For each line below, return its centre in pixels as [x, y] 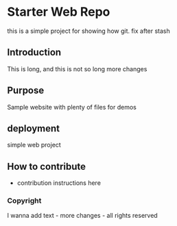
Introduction [34, 52]
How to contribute [47, 166]
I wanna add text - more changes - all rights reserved [82, 216]
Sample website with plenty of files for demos [72, 107]
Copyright [24, 201]
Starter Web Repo [59, 12]
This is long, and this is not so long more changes [77, 68]
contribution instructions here [59, 183]
